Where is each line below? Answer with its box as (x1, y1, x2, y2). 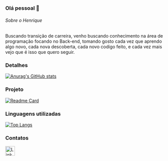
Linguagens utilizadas (5, 110, 61, 117)
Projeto (5, 86, 24, 93)
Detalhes (5, 62, 28, 69)
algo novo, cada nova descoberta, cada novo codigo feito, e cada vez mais (5, 44, 162, 50)
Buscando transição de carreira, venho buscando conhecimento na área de (5, 33, 163, 39)
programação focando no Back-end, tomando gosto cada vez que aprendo (5, 38, 162, 45)
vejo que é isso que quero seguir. (5, 49, 75, 55)
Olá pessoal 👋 (5, 5, 40, 12)
